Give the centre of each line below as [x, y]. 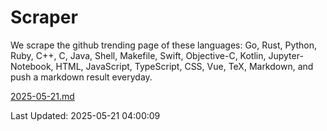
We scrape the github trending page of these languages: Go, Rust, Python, [164, 45]
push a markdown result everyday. [81, 77]
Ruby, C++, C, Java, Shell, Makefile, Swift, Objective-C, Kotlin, [138, 55]
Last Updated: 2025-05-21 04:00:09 [85, 115]
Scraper [44, 17]
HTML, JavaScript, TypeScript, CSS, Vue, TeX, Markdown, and [184, 66]
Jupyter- [286, 55]
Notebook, [32, 66]
